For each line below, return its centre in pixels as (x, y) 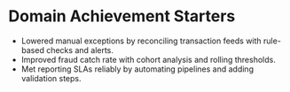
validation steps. (51, 78)
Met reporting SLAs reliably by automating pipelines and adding (137, 69)
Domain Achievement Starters (122, 16)
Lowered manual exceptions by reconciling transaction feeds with (141, 41)
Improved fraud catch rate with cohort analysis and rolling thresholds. (148, 59)
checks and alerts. (80, 50)
